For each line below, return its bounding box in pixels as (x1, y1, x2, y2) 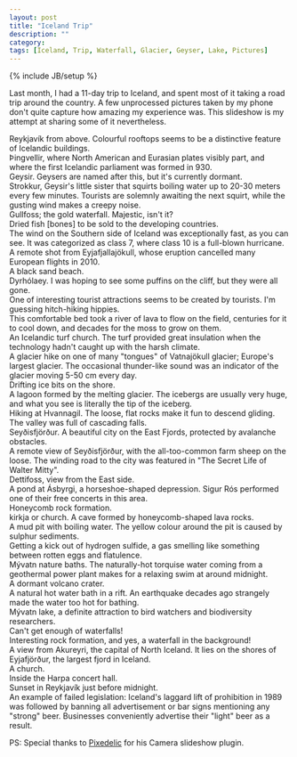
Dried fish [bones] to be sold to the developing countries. (9, 219, 220, 230)
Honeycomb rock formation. (9, 502, 113, 513)
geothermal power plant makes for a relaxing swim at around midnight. (9, 569, 269, 580)
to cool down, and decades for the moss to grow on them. (9, 322, 222, 334)
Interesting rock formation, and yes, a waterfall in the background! (9, 635, 252, 646)
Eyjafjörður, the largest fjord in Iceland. (9, 654, 151, 664)
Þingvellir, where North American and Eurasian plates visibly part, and (9, 152, 265, 163)
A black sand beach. (9, 266, 84, 277)
